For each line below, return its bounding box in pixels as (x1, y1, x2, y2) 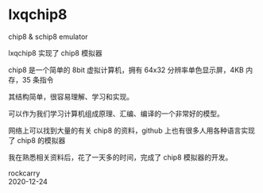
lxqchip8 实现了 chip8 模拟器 (8, 48, 102, 57)
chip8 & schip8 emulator (8, 32, 89, 41)
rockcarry (8, 168, 41, 178)
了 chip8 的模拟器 (8, 135, 66, 145)
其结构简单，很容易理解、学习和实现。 (8, 91, 133, 101)
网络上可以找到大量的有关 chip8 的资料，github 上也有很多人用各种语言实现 (8, 125, 256, 135)
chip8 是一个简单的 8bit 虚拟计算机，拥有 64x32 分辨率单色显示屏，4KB (8, 65, 244, 75)
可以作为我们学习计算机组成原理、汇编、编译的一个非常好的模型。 (8, 109, 224, 118)
